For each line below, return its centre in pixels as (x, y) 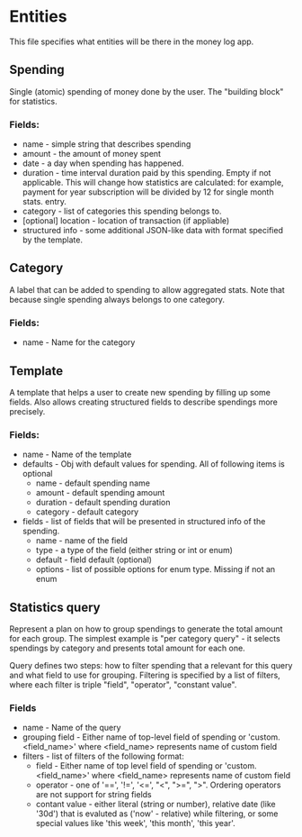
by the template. (53, 240)
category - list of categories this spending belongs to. (122, 211)
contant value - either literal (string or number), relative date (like (155, 805)
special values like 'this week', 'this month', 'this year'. (135, 823)
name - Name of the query (71, 728)
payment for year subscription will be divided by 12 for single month (148, 192)
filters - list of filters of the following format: (103, 756)
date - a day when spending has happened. (103, 163)
